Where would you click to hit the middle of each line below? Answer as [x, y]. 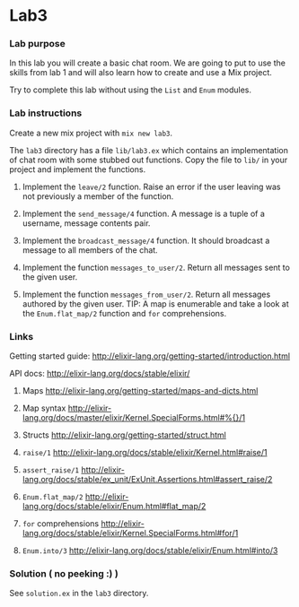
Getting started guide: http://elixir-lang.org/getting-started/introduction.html [149, 356]
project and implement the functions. [78, 169]
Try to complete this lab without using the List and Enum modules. [130, 90]
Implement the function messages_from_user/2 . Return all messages [146, 294]
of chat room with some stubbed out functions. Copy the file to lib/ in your [149, 160]
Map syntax [44, 408]
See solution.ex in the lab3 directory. [79, 594]
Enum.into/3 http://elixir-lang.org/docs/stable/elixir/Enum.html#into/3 [150, 551]
